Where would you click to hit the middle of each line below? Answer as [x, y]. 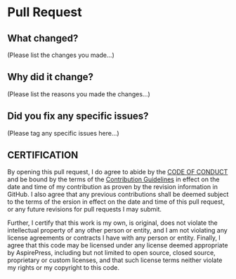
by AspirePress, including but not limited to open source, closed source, [111, 253]
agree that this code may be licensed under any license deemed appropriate [118, 245]
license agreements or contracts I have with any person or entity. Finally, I [114, 238]
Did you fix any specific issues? [78, 116]
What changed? [43, 38]
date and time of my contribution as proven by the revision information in [112, 187]
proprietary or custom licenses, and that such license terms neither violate [115, 260]
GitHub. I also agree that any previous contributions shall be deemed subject [118, 195]
